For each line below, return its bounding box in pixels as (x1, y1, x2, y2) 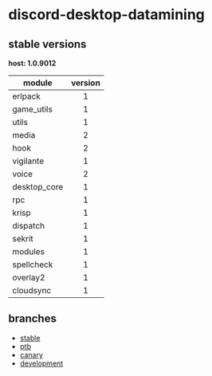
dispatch (12, 221, 45, 231)
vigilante (12, 155, 45, 166)
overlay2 (12, 272, 45, 283)
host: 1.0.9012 (8, 58, 57, 68)
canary (19, 350, 44, 359)
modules (12, 246, 45, 257)
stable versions (8, 37, 87, 51)
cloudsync (12, 285, 52, 296)
